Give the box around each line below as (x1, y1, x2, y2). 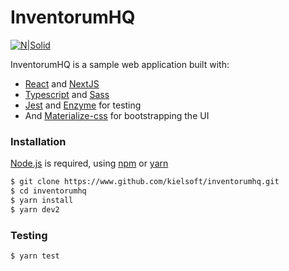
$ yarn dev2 (10, 204, 60, 215)
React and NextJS (24, 77, 100, 90)
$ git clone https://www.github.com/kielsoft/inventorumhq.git (10, 177, 280, 187)
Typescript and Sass (24, 88, 110, 100)
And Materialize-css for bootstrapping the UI (24, 109, 210, 121)
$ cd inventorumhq (10, 186, 87, 196)
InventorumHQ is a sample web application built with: (10, 58, 230, 70)
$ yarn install (10, 195, 74, 205)
